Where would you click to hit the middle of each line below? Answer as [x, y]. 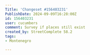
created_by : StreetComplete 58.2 [39, 32]
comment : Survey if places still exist [45, 27]
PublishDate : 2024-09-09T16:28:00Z [41, 14]
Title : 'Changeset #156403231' [37, 9]
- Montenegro [18, 41]
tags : [10, 37]
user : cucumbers [21, 23]
